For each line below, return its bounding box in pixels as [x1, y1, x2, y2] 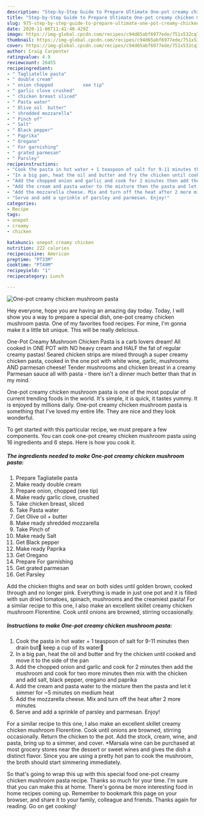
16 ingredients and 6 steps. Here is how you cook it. [7, 439, 136, 446]
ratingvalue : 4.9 [7, 54, 51, 60]
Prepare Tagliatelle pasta [15, 474, 78, 482]
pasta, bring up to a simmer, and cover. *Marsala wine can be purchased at [7, 739, 196, 746]
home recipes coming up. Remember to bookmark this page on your [7, 789, 177, 797]
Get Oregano [15, 551, 48, 559]
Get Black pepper [15, 539, 60, 546]
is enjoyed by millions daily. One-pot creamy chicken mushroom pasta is [7, 401, 188, 408]
